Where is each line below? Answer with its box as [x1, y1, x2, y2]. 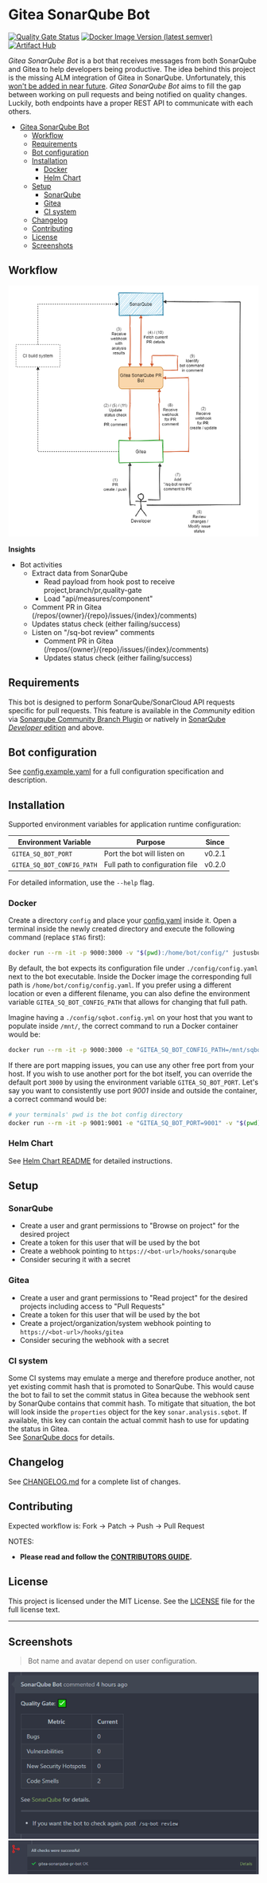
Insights [8, 544, 36, 554]
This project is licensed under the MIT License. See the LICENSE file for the [8, 1596, 256, 1606]
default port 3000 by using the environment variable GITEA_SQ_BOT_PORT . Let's [8, 1077, 259, 1087]
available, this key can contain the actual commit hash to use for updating [8, 1416, 250, 1426]
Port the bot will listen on [103, 849, 185, 858]
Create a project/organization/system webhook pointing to [19, 1318, 211, 1328]
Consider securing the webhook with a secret [19, 1335, 169, 1344]
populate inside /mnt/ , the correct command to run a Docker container [8, 1021, 238, 1030]
